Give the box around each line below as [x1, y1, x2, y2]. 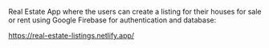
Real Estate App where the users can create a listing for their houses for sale [8, 7, 262, 16]
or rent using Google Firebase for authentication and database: [8, 15, 217, 25]
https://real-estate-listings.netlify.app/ [8, 31, 135, 40]
